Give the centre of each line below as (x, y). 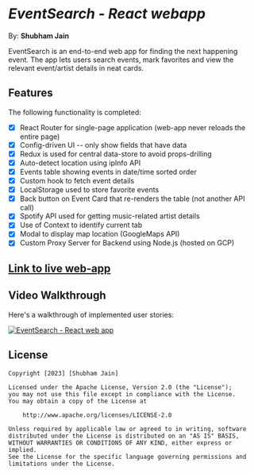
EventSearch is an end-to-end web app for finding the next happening (123, 51)
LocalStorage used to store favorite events (89, 190)
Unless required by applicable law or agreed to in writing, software (127, 429)
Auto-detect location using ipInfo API (80, 163)
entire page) (40, 137)
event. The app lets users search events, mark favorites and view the (121, 60)
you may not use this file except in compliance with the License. (122, 394)
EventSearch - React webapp (107, 14)
